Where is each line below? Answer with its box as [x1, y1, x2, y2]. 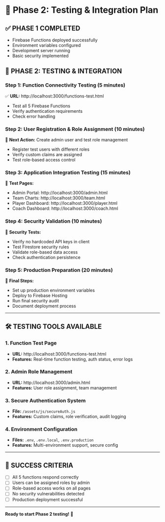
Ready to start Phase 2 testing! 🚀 [5, 511, 74, 517]
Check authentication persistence [12, 254, 81, 260]
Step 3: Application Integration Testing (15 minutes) [5, 169, 131, 176]
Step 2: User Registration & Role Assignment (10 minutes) [5, 126, 145, 132]
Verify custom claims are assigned [12, 151, 82, 157]
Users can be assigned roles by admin [12, 480, 90, 486]
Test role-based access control [12, 157, 76, 163]
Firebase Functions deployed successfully [12, 37, 98, 43]
